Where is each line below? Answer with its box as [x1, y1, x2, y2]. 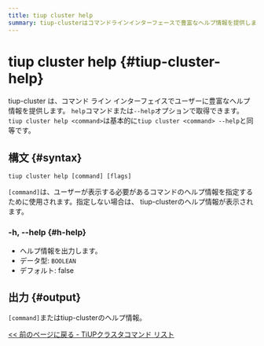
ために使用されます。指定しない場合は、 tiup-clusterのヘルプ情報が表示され [8, 197, 254, 207]
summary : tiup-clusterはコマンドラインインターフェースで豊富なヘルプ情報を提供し [8, 19, 251, 27]
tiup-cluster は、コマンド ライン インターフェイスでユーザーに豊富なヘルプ [8, 96, 251, 106]
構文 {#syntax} [8, 151, 82, 164]
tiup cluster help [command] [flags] [8, 172, 132, 181]
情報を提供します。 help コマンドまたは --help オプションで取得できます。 [8, 106, 244, 116]
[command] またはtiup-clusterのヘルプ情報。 [8, 313, 147, 322]
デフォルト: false [19, 265, 75, 275]
